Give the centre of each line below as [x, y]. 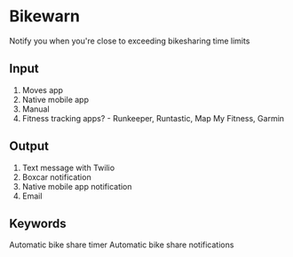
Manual [36, 109]
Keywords [38, 223]
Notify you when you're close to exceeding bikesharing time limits [130, 41]
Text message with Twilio [68, 167]
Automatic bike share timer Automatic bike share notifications [122, 245]
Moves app [43, 90]
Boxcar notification [56, 177]
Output [29, 147]
